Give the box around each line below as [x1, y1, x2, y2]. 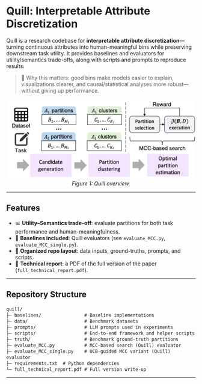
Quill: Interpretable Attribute [6, 4, 150, 18]
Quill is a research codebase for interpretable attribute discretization [6, 37, 180, 44]
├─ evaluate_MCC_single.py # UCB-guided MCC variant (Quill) [6, 348, 171, 355]
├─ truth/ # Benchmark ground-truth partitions [6, 336, 179, 342]
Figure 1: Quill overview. [72, 180, 130, 187]
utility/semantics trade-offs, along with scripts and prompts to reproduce [6, 56, 186, 63]
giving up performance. [41, 87, 99, 94]
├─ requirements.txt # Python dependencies [6, 360, 120, 367]
